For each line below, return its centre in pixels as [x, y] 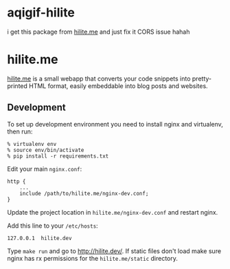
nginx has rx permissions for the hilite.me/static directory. [93, 258]
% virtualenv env [32, 144]
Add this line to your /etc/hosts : [53, 226]
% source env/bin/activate [46, 150]
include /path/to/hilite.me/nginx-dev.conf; [84, 193]
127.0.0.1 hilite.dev [39, 238]
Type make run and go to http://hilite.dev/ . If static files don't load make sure [114, 251]
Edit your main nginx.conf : [45, 169]
